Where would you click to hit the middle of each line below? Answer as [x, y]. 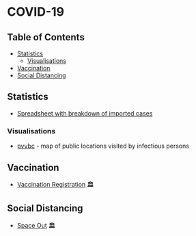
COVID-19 [36, 12]
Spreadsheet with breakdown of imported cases [85, 113]
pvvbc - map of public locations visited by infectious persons [103, 146]
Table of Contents [46, 37]
